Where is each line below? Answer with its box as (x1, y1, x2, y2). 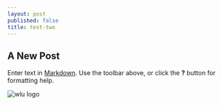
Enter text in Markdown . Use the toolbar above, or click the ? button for (7, 69, 216, 77)
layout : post (7, 10, 46, 18)
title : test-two (7, 23, 55, 31)
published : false (7, 17, 59, 24)
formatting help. (7, 76, 55, 85)
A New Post (7, 50, 60, 62)
